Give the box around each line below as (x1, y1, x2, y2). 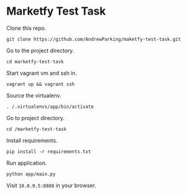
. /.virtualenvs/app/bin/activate (6, 104, 94, 110)
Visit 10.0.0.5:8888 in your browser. (6, 182, 96, 189)
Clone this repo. (6, 24, 47, 32)
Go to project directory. (6, 114, 65, 121)
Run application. (6, 159, 47, 166)
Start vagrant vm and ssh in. (6, 69, 77, 77)
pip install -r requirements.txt (6, 148, 91, 155)
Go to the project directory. (6, 47, 74, 54)
